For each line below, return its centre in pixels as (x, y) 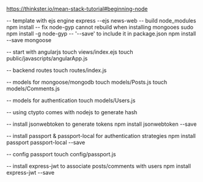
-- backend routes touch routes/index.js (57, 70)
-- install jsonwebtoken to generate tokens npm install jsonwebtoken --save (102, 124)
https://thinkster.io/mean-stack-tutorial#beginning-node (77, 9)
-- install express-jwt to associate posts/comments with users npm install (99, 166)
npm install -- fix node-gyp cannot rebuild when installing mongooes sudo (100, 27)
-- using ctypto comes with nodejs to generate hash (72, 112)
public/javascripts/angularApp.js (47, 58)
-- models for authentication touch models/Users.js (71, 100)
